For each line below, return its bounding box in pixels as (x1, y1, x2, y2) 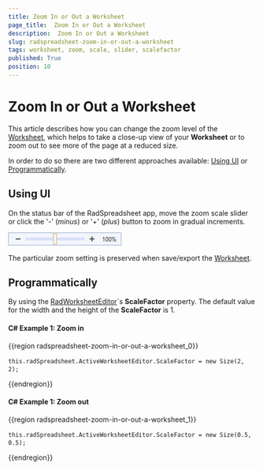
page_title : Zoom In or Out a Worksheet (8, 21, 146, 29)
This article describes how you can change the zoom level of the (8, 123, 218, 133)
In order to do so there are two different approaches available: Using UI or (8, 156, 248, 165)
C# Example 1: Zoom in (8, 324, 84, 333)
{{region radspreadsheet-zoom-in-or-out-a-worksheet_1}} (8, 415, 197, 424)
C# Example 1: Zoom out (8, 397, 89, 407)
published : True (8, 55, 61, 62)
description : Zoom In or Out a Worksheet (8, 29, 150, 37)
